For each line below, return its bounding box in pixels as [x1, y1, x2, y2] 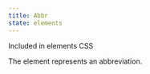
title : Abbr [8, 11, 48, 20]
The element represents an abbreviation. [8, 56, 143, 66]
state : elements [8, 19, 63, 27]
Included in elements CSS [8, 41, 94, 50]
